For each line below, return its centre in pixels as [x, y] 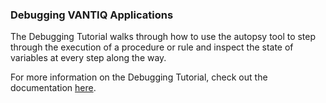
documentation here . [53, 88]
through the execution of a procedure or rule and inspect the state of [152, 47]
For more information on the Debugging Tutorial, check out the [139, 77]
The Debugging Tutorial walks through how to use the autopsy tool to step [163, 37]
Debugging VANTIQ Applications [92, 15]
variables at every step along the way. [88, 58]
